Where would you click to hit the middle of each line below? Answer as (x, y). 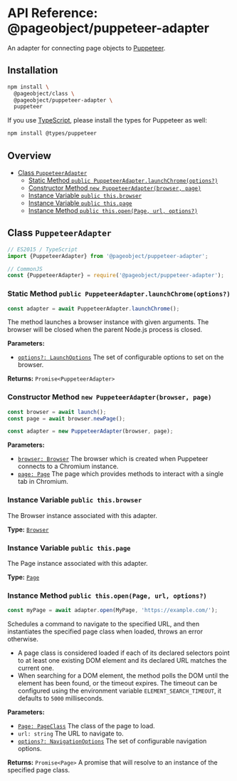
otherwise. (23, 639)
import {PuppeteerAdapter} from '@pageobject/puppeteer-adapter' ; (108, 256)
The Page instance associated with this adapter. (78, 563)
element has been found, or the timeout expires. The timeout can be (117, 683)
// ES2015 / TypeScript (43, 249)
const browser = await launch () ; (57, 412)
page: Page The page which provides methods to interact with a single (121, 474)
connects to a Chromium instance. (68, 466)
